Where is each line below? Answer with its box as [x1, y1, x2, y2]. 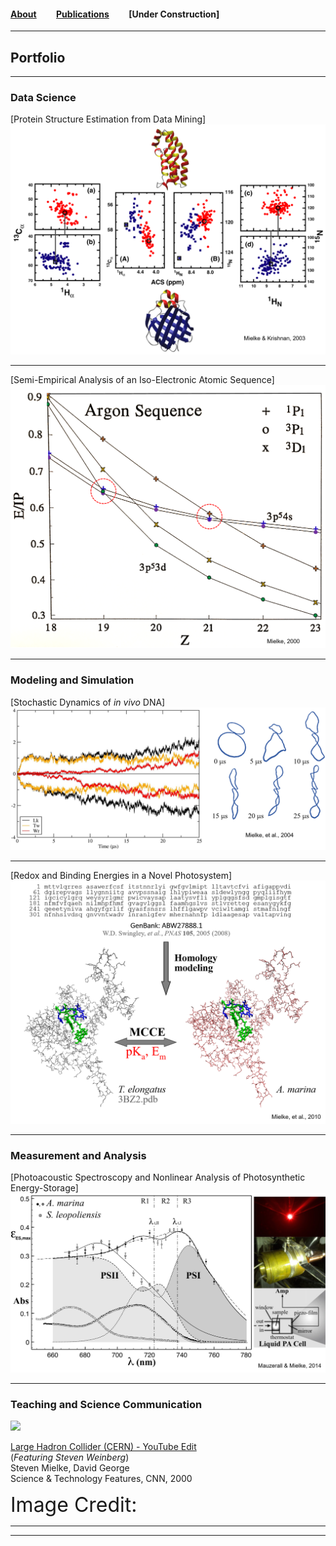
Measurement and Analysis [10, 1148, 147, 1162]
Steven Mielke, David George [10, 1462, 130, 1474]
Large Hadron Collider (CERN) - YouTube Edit [10, 1441, 197, 1453]
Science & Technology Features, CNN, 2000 [10, 1473, 193, 1485]
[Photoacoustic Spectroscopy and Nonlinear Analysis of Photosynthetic [10, 1171, 306, 1184]
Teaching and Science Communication [10, 1397, 203, 1411]
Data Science [10, 90, 77, 104]
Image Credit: [10, 1492, 138, 1518]
